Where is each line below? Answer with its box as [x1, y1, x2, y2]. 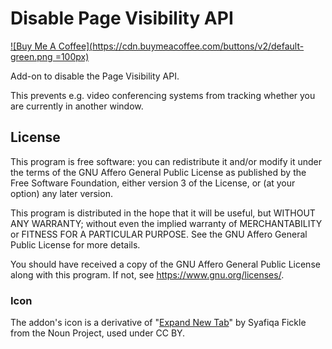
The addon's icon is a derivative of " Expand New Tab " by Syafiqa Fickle [10, 317, 307, 329]
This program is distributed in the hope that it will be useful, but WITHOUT [10, 207, 316, 219]
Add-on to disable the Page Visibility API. [10, 70, 180, 82]
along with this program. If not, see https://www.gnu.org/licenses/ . [10, 268, 285, 281]
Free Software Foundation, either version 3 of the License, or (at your [10, 177, 296, 189]
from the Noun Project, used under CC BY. [10, 327, 186, 339]
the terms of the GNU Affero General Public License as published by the [10, 166, 307, 178]
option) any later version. [10, 187, 113, 199]
